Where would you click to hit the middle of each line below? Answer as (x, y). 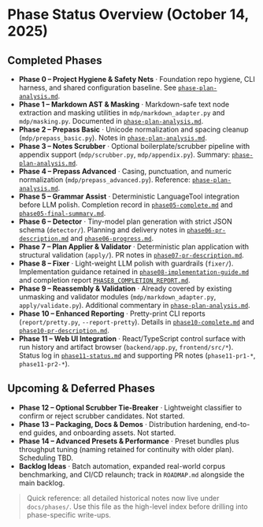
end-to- (237, 424)
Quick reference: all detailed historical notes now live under (123, 498)
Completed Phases (55, 60)
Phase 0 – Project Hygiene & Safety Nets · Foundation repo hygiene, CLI (137, 79)
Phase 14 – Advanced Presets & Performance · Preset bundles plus (129, 441)
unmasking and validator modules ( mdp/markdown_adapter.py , (117, 297)
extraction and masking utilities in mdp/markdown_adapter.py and (122, 113)
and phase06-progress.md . (112, 238)
